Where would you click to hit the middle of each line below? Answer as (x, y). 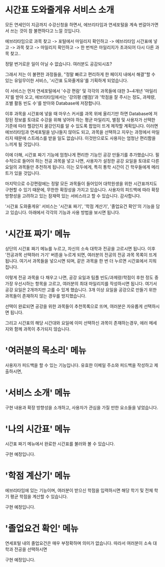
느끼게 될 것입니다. (23, 144)
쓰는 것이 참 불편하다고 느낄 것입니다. (45, 30)
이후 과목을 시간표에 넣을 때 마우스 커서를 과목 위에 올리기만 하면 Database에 (79, 113)
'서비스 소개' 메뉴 (38, 393)
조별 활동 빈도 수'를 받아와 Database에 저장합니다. (53, 103)
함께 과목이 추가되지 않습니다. (42, 329)
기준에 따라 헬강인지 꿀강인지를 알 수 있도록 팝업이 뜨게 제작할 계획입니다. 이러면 (82, 126)
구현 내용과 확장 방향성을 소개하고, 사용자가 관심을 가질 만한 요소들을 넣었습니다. (82, 407)
